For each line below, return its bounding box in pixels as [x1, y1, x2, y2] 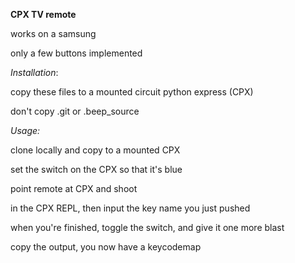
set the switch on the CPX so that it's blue [10, 164, 183, 175]
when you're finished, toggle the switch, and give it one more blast [10, 222, 285, 233]
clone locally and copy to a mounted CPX [10, 144, 181, 156]
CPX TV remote [10, 9, 77, 20]
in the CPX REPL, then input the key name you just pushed [10, 202, 251, 214]
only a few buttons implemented [10, 47, 143, 59]
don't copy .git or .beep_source [10, 105, 140, 117]
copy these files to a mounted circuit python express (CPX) [10, 86, 254, 98]
